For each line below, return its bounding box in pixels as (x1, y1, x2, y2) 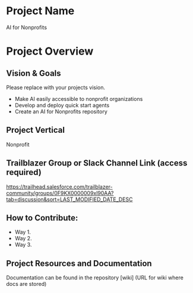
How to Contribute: (6, 212, 78, 223)
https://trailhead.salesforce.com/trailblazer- (6, 183, 113, 190)
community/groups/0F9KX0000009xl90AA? (6, 189, 114, 196)
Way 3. (14, 241, 32, 249)
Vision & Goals (6, 68, 61, 78)
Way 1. (14, 228, 31, 235)
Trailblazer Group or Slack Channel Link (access (6, 158, 188, 168)
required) (6, 167, 42, 177)
